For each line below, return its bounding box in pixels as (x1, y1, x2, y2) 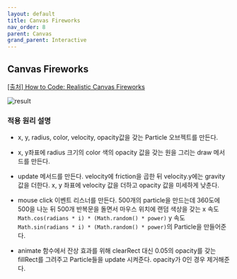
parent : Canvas (7, 30, 52, 38)
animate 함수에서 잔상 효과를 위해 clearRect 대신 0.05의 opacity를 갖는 (17, 246, 216, 255)
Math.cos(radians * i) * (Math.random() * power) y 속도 (17, 214, 185, 222)
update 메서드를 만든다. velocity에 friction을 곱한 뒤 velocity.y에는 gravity (17, 172, 226, 181)
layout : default (7, 10, 55, 18)
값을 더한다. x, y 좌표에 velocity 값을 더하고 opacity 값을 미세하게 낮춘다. (17, 181, 219, 190)
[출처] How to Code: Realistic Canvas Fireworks (7, 82, 145, 91)
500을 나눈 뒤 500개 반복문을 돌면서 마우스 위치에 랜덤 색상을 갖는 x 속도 (17, 205, 219, 213)
